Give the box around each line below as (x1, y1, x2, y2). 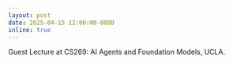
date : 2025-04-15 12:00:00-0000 (8, 19, 115, 27)
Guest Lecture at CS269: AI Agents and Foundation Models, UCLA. (8, 48, 226, 57)
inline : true (8, 26, 51, 34)
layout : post (8, 11, 51, 20)
